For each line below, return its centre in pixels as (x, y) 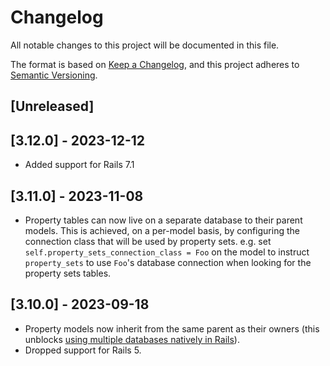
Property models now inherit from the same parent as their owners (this (172, 328)
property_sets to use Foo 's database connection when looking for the (168, 262)
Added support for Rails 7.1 (79, 165)
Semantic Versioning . (54, 75)
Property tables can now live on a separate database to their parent (163, 220)
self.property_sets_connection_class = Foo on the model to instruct (167, 252)
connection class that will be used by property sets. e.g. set (148, 241)
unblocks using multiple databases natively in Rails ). (132, 339)
